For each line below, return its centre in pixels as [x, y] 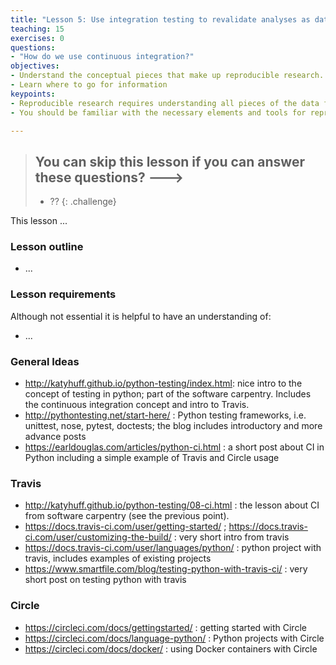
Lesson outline [47, 247]
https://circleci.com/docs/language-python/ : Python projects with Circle [174, 638]
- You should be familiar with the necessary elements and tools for [158, 112]
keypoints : [33, 94]
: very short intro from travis [231, 537]
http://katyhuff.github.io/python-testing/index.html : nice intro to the [163, 383]
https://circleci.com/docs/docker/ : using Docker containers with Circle [171, 648]
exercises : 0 [37, 38]
